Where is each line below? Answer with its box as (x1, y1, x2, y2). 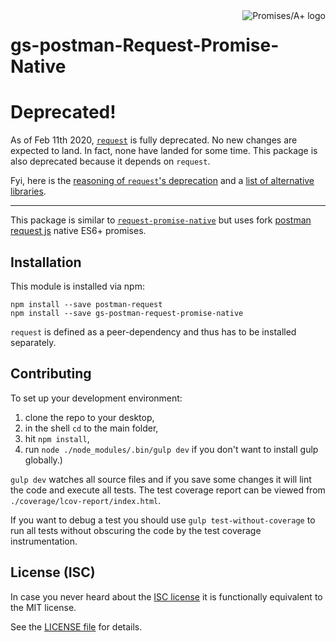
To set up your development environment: (10, 392, 183, 404)
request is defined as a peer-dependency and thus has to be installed (10, 325, 297, 338)
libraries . (10, 185, 47, 198)
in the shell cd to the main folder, (24, 422, 159, 434)
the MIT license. (10, 601, 77, 613)
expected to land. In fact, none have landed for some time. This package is (10, 145, 318, 157)
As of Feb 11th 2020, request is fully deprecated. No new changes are (10, 134, 298, 146)
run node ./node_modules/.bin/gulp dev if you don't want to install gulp (24, 443, 319, 455)
